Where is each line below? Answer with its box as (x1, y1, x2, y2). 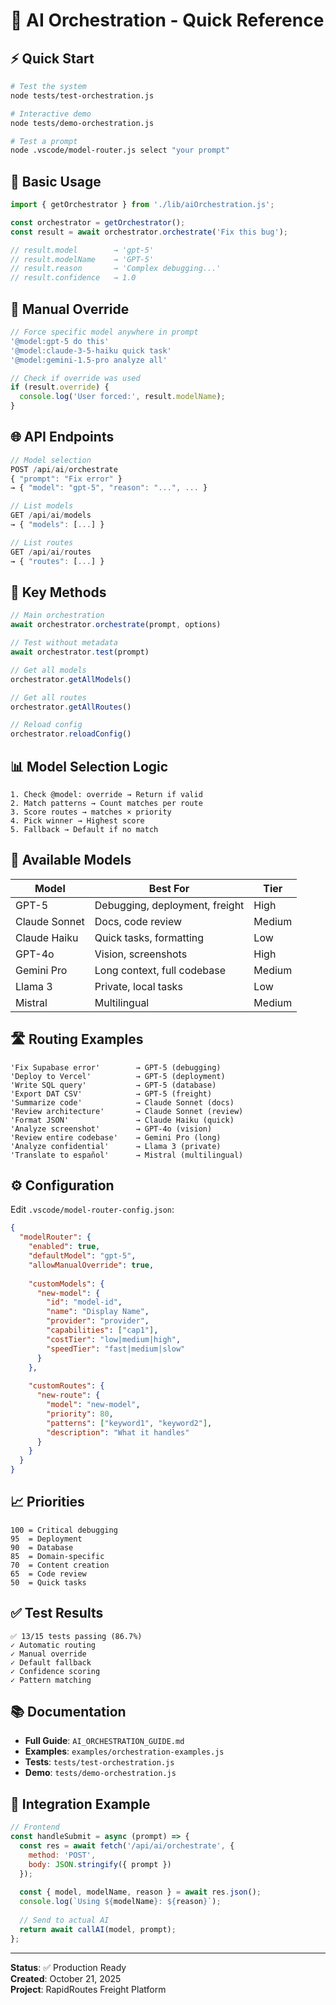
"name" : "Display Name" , (46, 1307, 150, 1317)
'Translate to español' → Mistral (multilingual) (10, 1150, 244, 1160)
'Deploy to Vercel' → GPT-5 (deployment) (10, 1071, 226, 1081)
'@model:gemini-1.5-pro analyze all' (10, 355, 168, 365)
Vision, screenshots (94, 947, 188, 961)
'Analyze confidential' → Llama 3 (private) (10, 1141, 222, 1151)
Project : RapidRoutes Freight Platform (10, 1983, 167, 1995)
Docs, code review (94, 914, 183, 928)
